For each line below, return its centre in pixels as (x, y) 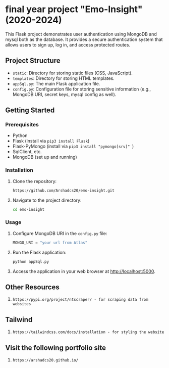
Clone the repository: (35, 181)
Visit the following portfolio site (55, 348)
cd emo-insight (29, 209)
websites (22, 304)
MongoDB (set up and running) (45, 157)
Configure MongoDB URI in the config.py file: (60, 233)
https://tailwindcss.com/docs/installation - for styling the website (88, 332)
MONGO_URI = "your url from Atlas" (50, 243)
